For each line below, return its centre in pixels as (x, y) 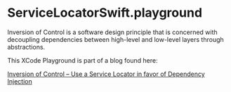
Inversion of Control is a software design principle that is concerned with (112, 32)
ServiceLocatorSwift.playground (105, 13)
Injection (20, 81)
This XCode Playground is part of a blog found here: (82, 60)
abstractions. (26, 47)
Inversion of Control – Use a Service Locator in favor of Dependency (106, 74)
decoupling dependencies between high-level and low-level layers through (116, 39)
